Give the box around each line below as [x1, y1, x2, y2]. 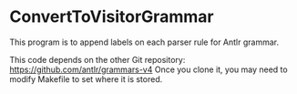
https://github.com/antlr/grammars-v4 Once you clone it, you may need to [9, 64, 289, 75]
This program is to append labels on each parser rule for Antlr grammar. [9, 37, 280, 47]
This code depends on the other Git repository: [9, 54, 186, 65]
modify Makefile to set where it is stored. [9, 73, 163, 84]
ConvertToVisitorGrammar [9, 6, 214, 27]
